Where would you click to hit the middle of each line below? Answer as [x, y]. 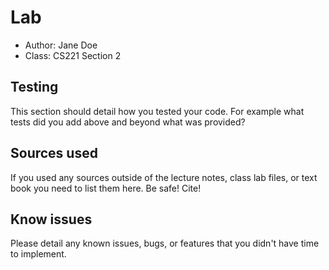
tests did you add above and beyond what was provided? [128, 122]
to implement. [38, 254]
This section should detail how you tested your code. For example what [157, 111]
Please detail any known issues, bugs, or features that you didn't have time [165, 243]
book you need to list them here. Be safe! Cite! [106, 188]
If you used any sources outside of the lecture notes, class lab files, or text [164, 177]
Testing [34, 87]
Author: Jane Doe [61, 45]
